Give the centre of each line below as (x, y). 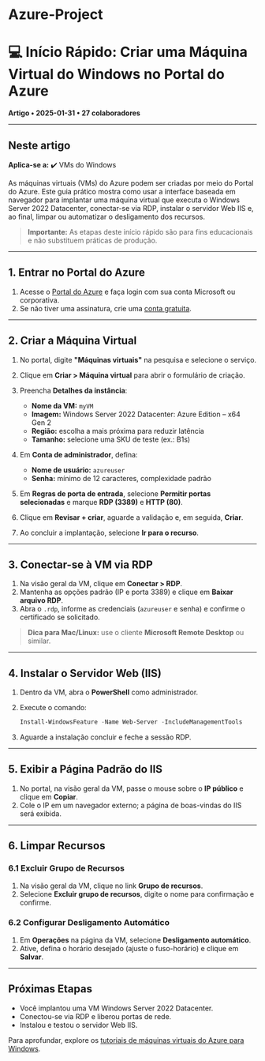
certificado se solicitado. (60, 617)
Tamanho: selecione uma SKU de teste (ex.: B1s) (111, 439)
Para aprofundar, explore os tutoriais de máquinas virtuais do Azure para (126, 1040)
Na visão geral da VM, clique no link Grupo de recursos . (111, 886)
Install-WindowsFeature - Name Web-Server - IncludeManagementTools (131, 722)
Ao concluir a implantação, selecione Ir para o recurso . (109, 532)
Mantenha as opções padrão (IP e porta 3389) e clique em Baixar (126, 592)
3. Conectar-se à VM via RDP (81, 564)
